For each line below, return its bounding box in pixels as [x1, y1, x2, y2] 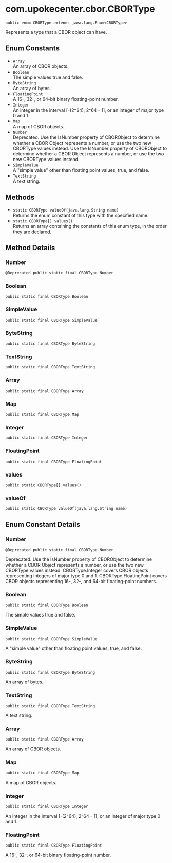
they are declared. [12, 228, 52, 235]
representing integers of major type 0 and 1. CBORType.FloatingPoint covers [5, 572, 167, 579]
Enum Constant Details [5, 520, 81, 529]
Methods [5, 193, 35, 202]
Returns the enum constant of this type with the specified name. [12, 212, 149, 218]
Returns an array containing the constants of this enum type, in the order [12, 223, 167, 229]
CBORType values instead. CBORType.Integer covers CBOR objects [5, 567, 149, 573]
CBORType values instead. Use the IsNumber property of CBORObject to [12, 145, 167, 151]
